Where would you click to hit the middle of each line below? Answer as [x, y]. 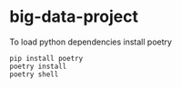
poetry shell [34, 74]
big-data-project [74, 17]
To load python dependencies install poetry [91, 42]
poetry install [38, 66]
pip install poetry [46, 58]
